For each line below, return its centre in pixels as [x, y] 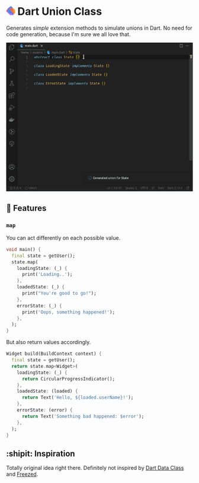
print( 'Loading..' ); [47, 275]
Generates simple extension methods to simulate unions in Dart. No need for [99, 28]
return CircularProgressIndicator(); [68, 379]
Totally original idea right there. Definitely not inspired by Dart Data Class [95, 468]
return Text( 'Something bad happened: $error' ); [83, 416]
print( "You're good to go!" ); [59, 293]
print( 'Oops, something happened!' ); [68, 312]
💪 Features [26, 208]
